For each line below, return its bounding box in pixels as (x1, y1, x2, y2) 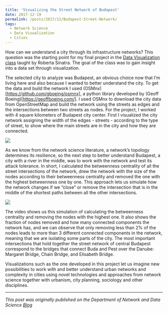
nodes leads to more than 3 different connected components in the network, (5, 230, 162, 236)
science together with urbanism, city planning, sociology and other (5, 276, 143, 283)
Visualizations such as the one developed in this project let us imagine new (5, 261, 160, 267)
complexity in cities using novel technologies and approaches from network (5, 271, 161, 277)
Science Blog (5, 301, 32, 308)
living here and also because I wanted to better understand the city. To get (5, 80, 159, 86)
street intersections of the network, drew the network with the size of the (5, 168, 156, 174)
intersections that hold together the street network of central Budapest (5, 240, 151, 246)
